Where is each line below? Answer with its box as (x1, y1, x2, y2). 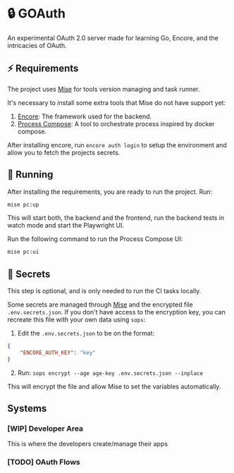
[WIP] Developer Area (7, 424, 83, 434)
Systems (7, 403, 47, 414)
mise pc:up (7, 201, 39, 208)
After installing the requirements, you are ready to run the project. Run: (7, 188, 213, 196)
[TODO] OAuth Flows (7, 457, 80, 467)
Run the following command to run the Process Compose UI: (7, 235, 183, 243)
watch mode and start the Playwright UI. (7, 221, 125, 230)
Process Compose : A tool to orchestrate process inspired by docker (17, 119, 215, 128)
